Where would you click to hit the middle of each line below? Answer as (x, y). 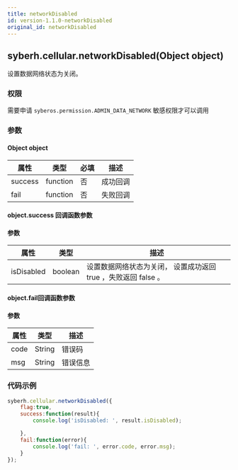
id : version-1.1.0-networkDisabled (60, 21)
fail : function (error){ (53, 440)
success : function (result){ (60, 414)
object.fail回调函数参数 (41, 298)
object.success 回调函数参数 (50, 215)
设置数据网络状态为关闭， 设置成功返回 (151, 267)
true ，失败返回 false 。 (125, 277)
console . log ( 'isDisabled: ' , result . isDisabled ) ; (107, 421)
